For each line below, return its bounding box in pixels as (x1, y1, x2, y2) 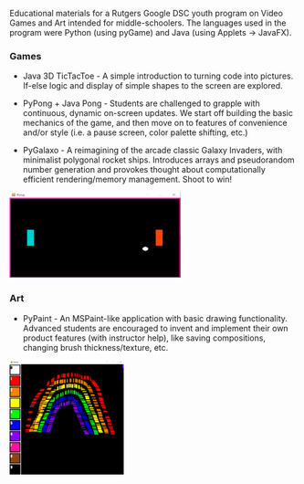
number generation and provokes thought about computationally (22, 164, 267, 175)
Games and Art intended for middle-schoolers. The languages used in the (9, 17, 287, 28)
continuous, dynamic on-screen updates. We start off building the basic (22, 108, 294, 119)
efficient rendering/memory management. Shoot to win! (22, 174, 233, 185)
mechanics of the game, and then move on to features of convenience (22, 118, 288, 129)
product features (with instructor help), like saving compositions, (22, 332, 267, 343)
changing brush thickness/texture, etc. (22, 342, 169, 352)
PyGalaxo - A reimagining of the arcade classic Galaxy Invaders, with (22, 145, 283, 156)
